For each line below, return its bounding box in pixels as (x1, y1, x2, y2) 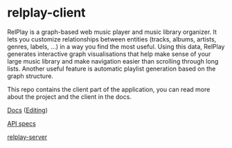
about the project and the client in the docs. (7, 92, 132, 101)
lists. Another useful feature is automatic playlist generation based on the (7, 64, 216, 73)
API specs (7, 119, 36, 127)
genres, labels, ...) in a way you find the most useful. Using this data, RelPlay (7, 42, 225, 50)
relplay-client (7, 5, 86, 21)
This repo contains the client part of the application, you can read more (7, 85, 211, 93)
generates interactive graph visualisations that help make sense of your (7, 50, 211, 58)
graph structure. (7, 71, 54, 80)
